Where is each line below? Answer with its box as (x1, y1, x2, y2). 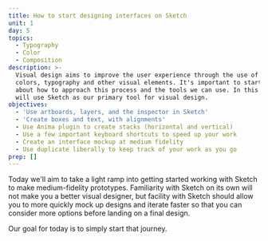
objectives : (8, 101, 48, 109)
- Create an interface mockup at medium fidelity (15, 137, 183, 146)
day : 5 (8, 26, 30, 34)
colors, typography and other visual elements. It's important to (15, 78, 241, 86)
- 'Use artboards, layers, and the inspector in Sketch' (15, 109, 209, 117)
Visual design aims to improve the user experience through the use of (15, 71, 259, 79)
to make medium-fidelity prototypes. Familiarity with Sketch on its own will (8, 183, 253, 192)
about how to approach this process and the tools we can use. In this (15, 85, 259, 94)
